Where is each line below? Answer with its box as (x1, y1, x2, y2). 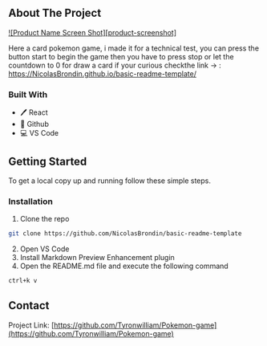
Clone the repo (19, 214, 70, 224)
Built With (8, 88, 48, 100)
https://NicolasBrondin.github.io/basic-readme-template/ (8, 68, 196, 79)
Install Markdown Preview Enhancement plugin (19, 253, 175, 263)
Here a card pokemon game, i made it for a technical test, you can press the (8, 43, 259, 53)
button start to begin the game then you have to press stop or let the (8, 51, 234, 61)
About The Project (8, 6, 102, 20)
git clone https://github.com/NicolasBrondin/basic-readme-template (8, 230, 242, 238)
